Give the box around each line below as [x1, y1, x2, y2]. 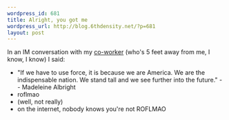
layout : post [7, 29, 45, 36]
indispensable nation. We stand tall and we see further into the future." [17, 76, 219, 84]
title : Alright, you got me [7, 16, 88, 23]
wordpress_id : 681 [7, 10, 60, 17]
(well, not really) [17, 97, 63, 106]
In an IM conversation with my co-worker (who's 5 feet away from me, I [7, 48, 210, 56]
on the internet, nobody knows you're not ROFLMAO [17, 105, 167, 113]
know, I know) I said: [7, 56, 66, 64]
